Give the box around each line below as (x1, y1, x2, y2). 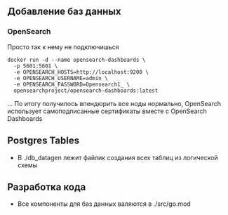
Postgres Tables (7, 135, 79, 147)
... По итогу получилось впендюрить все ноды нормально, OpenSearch (7, 99, 222, 107)
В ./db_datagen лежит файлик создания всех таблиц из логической (17, 153, 219, 162)
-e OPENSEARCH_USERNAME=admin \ (13, 74, 109, 82)
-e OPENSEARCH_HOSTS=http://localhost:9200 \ (13, 68, 149, 76)
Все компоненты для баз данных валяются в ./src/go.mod (17, 200, 191, 208)
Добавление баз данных (7, 6, 121, 18)
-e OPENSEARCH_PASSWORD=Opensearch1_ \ (13, 81, 130, 88)
